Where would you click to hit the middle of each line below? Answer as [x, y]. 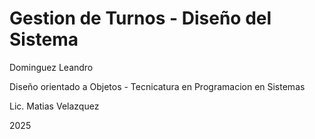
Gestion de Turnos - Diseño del [140, 18]
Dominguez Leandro [51, 67]
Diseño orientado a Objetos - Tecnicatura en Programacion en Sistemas [157, 86]
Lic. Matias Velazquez [54, 106]
